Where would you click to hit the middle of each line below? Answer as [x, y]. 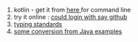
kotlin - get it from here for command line [72, 10]
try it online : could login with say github [70, 17]
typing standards [38, 24]
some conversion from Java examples [68, 31]
